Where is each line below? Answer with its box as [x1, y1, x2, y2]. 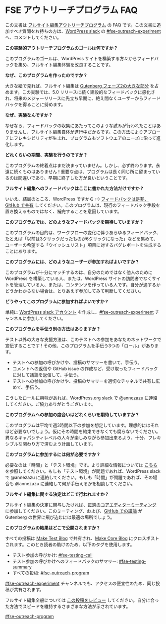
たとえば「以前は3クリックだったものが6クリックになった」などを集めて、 [5, 236, 158, 242]
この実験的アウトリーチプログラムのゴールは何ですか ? [5, 45, 117, 51]
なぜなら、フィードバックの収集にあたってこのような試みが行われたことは [5, 122, 157, 128]
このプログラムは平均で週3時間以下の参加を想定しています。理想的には [5, 422, 151, 428]
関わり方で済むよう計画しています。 [22, 441, 96, 446]
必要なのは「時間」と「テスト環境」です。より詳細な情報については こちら [5, 462, 158, 468]
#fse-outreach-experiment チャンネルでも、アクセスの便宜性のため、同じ [5, 580, 156, 586]
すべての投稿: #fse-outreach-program [12, 570, 90, 576]
